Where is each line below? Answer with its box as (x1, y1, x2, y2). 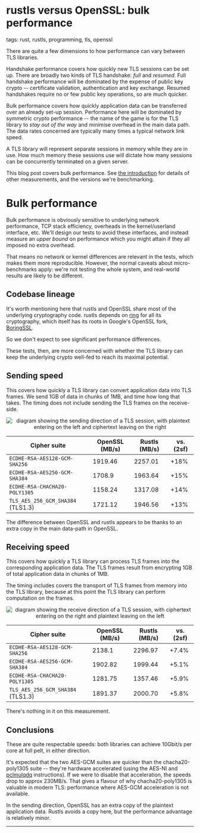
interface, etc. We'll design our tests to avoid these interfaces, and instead (6, 228, 189, 236)
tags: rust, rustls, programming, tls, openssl (6, 36, 113, 43)
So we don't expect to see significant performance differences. (6, 336, 162, 343)
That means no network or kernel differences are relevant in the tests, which (6, 253, 193, 260)
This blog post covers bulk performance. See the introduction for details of (6, 169, 190, 176)
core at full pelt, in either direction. (6, 747, 91, 754)
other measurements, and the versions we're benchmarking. (6, 176, 155, 183)
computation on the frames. (6, 594, 74, 602)
